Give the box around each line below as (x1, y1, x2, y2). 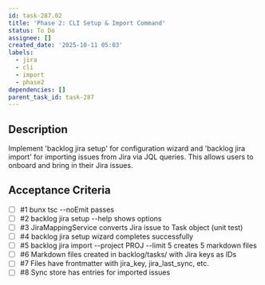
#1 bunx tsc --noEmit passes (19, 205, 114, 214)
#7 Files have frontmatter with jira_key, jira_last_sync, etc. (19, 259, 210, 268)
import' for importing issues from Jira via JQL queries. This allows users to (8, 152, 254, 162)
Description (8, 123, 68, 136)
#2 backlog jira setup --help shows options (19, 213, 162, 223)
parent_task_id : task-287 (8, 93, 94, 101)
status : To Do (8, 26, 56, 34)
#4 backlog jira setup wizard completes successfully (19, 232, 194, 241)
